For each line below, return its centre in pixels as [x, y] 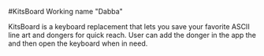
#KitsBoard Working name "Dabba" [66, 11]
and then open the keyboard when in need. [78, 43]
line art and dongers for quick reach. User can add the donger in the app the [132, 35]
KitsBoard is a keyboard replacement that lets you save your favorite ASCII [129, 26]
